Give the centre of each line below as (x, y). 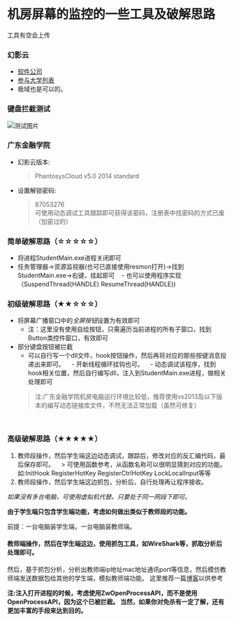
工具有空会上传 (29, 35)
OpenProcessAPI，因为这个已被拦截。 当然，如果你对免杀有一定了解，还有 (116, 601)
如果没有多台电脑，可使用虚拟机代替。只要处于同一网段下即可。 (99, 496)
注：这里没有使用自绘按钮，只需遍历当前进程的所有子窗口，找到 (119, 329)
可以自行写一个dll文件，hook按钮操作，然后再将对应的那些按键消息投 (127, 356)
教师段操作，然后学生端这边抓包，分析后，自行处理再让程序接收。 (112, 482)
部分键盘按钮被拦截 (45, 347)
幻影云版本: (34, 162)
